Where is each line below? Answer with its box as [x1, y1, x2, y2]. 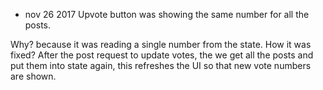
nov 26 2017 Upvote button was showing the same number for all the [24, 9, 310, 20]
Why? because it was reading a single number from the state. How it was [10, 39, 312, 50]
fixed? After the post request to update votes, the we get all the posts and [10, 49, 314, 61]
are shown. [10, 70, 57, 82]
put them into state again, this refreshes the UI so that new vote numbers [10, 60, 312, 71]
